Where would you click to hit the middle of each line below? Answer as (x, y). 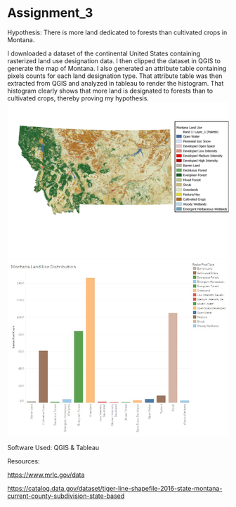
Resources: (24, 461)
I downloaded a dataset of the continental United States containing (104, 53)
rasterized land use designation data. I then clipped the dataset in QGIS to (114, 60)
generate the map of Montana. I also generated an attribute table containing (117, 68)
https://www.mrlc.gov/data (46, 475)
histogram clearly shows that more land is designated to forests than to (110, 91)
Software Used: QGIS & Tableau (53, 448)
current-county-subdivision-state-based (66, 496)
